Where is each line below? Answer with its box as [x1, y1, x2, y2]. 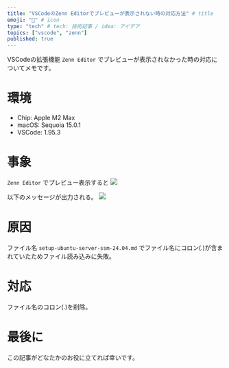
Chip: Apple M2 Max [16, 114, 75, 122]
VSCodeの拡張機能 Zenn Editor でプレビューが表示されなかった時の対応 [7, 56, 212, 64]
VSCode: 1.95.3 [16, 128, 61, 137]
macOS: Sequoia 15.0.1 [16, 121, 81, 129]
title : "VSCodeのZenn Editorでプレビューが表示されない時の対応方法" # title [7, 10, 214, 17]
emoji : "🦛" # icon [7, 16, 60, 23]
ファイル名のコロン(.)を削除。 [7, 303, 92, 311]
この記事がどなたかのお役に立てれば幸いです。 [7, 353, 138, 361]
